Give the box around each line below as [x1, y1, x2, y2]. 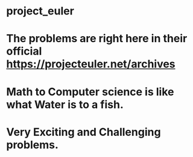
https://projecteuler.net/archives [6, 57, 176, 71]
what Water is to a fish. [6, 97, 124, 111]
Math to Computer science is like [6, 85, 174, 99]
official [6, 45, 42, 58]
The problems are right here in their [6, 32, 188, 46]
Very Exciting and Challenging [6, 125, 161, 139]
